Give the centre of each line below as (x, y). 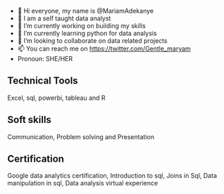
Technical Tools (43, 81)
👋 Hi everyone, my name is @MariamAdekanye (85, 11)
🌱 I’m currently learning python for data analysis (87, 33)
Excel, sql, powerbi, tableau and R (56, 98)
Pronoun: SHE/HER (45, 59)
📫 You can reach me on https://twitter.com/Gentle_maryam (104, 48)
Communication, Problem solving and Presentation (81, 136)
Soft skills (29, 120)
